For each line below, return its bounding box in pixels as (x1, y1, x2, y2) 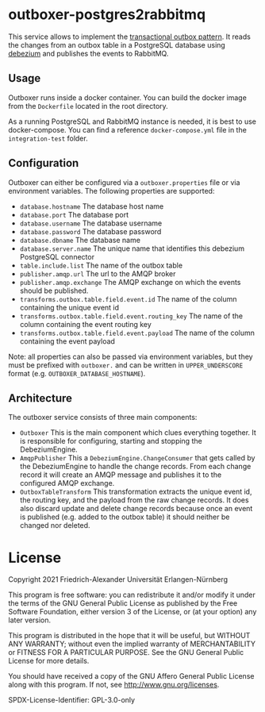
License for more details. (8, 656, 90, 666)
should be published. (19, 286, 89, 295)
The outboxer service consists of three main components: (8, 413, 198, 422)
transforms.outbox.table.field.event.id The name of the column (19, 294, 237, 303)
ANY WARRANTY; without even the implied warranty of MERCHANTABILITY (8, 639, 256, 648)
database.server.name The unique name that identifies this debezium (19, 244, 244, 253)
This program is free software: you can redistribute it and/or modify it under (8, 590, 255, 600)
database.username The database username (19, 218, 163, 228)
